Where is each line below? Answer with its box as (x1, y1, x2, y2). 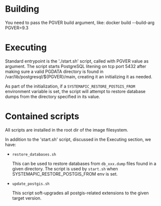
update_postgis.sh (12, 181, 50, 186)
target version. (12, 195, 42, 201)
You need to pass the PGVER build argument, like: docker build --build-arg (5, 20, 155, 25)
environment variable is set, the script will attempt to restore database (5, 88, 146, 94)
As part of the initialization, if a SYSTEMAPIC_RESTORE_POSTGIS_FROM (5, 83, 136, 89)
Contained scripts (5, 111, 80, 122)
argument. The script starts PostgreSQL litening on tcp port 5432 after (5, 63, 146, 69)
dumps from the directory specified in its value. (5, 93, 101, 99)
